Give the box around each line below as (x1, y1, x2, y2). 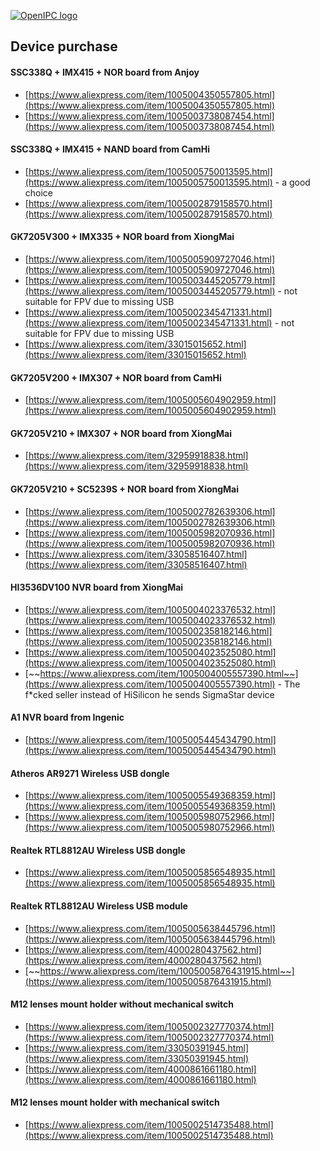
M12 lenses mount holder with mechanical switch (10, 1096, 220, 1109)
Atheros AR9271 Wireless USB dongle (10, 767, 170, 779)
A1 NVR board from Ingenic (10, 711, 125, 724)
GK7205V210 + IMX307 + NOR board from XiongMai (10, 427, 233, 439)
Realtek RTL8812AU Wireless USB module (10, 900, 188, 912)
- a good (274, 176, 311, 188)
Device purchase (10, 38, 118, 55)
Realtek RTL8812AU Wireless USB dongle (10, 844, 186, 856)
